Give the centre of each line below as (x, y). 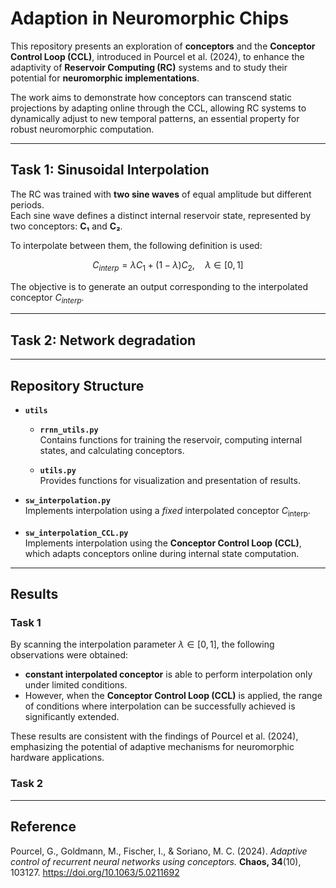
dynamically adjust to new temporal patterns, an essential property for (155, 118)
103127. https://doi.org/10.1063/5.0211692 (95, 872)
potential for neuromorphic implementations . (105, 78)
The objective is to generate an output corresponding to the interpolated (159, 286)
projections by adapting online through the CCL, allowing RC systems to (158, 108)
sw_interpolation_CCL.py (76, 533)
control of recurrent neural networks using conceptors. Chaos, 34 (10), (156, 861)
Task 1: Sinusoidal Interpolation (110, 170)
